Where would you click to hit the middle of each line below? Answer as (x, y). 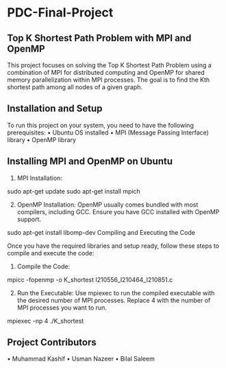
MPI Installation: (40, 178)
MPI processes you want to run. (62, 308)
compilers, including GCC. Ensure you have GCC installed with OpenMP (118, 211)
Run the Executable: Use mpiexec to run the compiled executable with (116, 292)
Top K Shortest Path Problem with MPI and (99, 38)
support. (29, 219)
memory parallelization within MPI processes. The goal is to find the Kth (109, 80)
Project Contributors (52, 342)
